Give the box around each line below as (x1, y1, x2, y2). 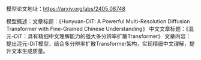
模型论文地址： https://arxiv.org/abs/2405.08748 (6, 5, 126, 12)
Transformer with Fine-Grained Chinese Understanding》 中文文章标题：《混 (6, 26, 194, 32)
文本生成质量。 (11, 48, 49, 55)
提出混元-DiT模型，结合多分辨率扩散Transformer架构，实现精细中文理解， (6, 40, 190, 47)
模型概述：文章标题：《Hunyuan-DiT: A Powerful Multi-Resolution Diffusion (6, 18, 190, 25)
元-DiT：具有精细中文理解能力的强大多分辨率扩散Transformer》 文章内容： (6, 33, 191, 40)
